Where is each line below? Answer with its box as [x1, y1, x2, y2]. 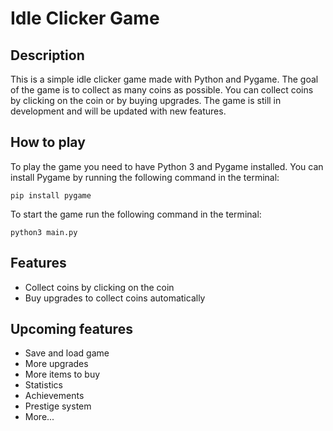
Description [10, 47, 85, 64]
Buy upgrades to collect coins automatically [24, 292, 206, 304]
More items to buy [24, 368, 101, 381]
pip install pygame [10, 190, 92, 201]
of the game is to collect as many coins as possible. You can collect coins [10, 84, 314, 96]
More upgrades [24, 358, 89, 370]
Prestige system [24, 400, 92, 412]
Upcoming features [10, 321, 133, 338]
